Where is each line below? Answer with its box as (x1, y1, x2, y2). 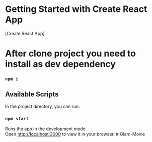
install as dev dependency (5, 59, 116, 70)
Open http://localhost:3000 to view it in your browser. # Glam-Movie (5, 131, 145, 137)
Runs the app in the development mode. (5, 126, 87, 132)
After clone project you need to (5, 48, 136, 59)
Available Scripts (5, 90, 59, 99)
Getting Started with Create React (5, 3, 148, 15)
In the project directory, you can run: (5, 103, 80, 109)
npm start (5, 116, 29, 121)
